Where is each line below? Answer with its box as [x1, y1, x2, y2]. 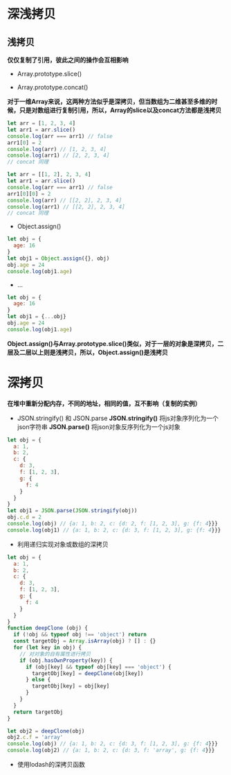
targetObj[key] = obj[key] [32, 683, 110, 690]
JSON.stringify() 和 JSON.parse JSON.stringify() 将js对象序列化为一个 [17, 414, 219, 422]
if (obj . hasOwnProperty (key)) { [19, 656, 113, 664]
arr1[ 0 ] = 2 [7, 139, 41, 146]
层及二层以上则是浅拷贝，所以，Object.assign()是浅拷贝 [7, 348, 168, 356]
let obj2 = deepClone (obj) [7, 727, 85, 735]
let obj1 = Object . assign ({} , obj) [7, 254, 110, 262]
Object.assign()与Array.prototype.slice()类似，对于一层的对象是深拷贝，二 [7, 339, 224, 347]
